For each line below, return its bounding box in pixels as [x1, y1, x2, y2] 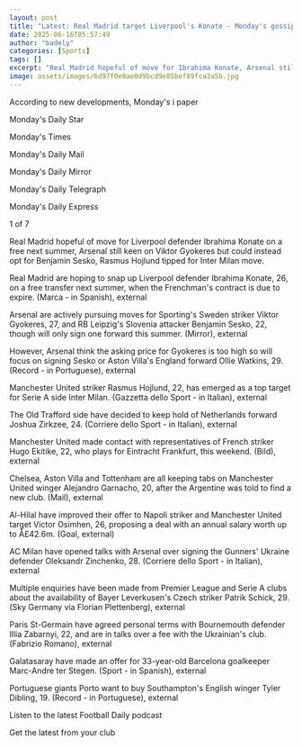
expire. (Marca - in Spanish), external [9, 292, 147, 302]
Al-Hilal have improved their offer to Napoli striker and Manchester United [9, 509, 282, 520]
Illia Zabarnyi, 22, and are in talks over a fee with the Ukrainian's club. [9, 628, 267, 639]
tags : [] [9, 55, 42, 64]
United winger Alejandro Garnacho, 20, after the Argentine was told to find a [9, 482, 292, 493]
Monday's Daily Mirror [9, 166, 92, 176]
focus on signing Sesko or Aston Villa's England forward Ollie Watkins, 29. [9, 355, 284, 365]
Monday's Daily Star [9, 113, 84, 124]
